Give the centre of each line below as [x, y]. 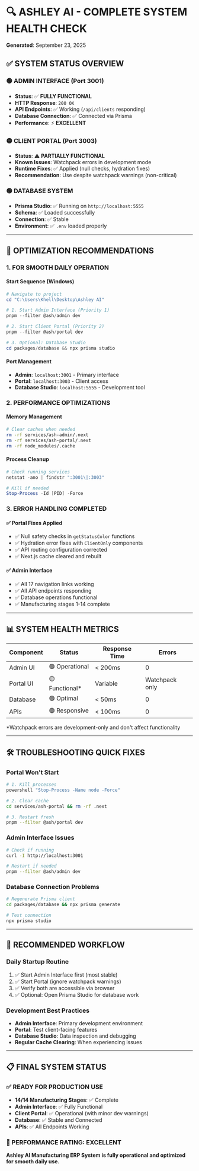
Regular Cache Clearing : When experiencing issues [78, 1042]
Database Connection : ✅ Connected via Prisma [73, 116]
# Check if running [30, 850]
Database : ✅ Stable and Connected [58, 1120]
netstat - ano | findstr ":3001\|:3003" [55, 477]
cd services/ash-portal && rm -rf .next [57, 806]
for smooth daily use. [33, 1161]
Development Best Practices [48, 1010]
